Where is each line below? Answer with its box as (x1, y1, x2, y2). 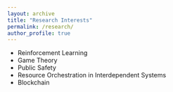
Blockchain (17, 78, 50, 87)
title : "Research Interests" (7, 17, 93, 24)
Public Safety (17, 63, 56, 72)
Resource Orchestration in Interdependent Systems (17, 71, 167, 79)
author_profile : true (7, 29, 71, 37)
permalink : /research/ (7, 23, 74, 30)
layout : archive (7, 10, 55, 17)
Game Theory (17, 56, 58, 65)
